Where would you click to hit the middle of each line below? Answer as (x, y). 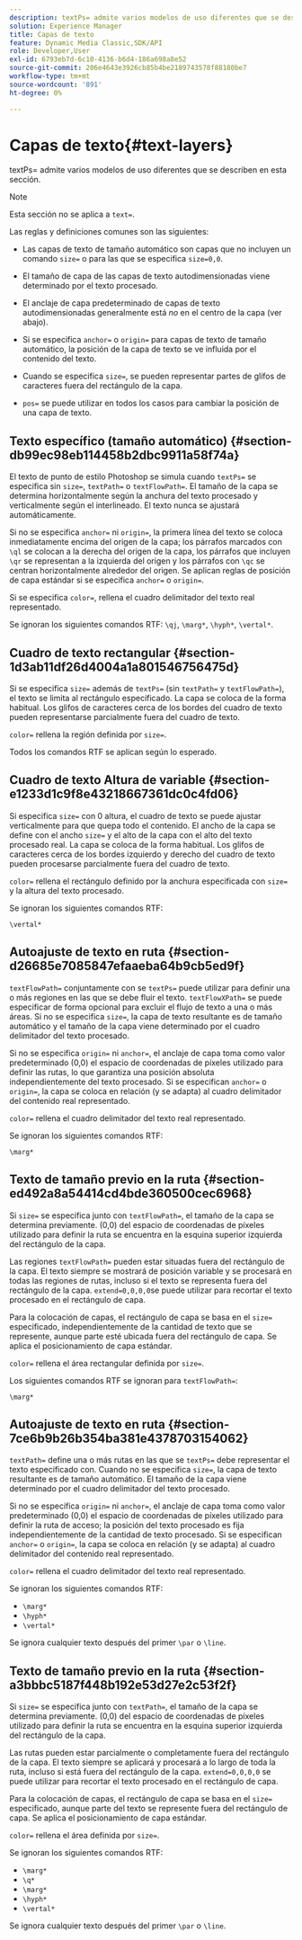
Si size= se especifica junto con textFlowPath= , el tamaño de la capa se (142, 1215)
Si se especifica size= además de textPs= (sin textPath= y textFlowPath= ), (147, 689)
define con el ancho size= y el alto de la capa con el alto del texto (131, 835)
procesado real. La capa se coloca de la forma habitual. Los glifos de (137, 844)
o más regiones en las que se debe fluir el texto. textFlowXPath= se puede (146, 997)
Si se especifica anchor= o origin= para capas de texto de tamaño (144, 340)
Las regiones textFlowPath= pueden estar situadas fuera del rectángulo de (147, 1261)
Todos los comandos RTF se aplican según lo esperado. (113, 752)
